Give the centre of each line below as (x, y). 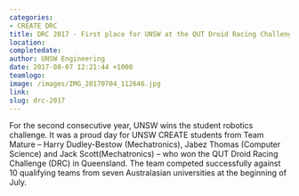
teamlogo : (28, 76)
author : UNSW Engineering (57, 59)
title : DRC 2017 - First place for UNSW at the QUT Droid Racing (133, 34)
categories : (31, 17)
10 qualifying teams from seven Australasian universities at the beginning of (148, 173)
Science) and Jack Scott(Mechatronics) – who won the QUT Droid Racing (144, 154)
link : (19, 92)
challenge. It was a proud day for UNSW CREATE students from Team (137, 135)
